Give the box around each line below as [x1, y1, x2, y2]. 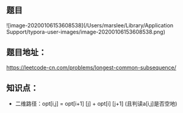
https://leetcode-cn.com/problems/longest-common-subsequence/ [6, 64, 177, 71]
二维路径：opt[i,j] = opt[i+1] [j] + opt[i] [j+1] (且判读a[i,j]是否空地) [15, 100, 178, 108]
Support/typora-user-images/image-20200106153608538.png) [6, 28, 166, 35]
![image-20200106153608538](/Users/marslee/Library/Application [6, 21, 174, 29]
